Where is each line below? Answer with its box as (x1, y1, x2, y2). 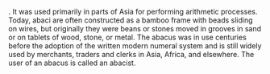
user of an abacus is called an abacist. (8, 58, 136, 68)
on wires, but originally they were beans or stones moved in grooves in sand (8, 24, 262, 33)
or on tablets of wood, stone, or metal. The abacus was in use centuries (8, 32, 247, 42)
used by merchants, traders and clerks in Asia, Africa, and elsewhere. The (8, 50, 255, 59)
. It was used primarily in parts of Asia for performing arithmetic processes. (8, 7, 258, 16)
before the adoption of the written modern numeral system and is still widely (8, 41, 262, 51)
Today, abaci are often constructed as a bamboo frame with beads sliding (8, 15, 253, 25)
